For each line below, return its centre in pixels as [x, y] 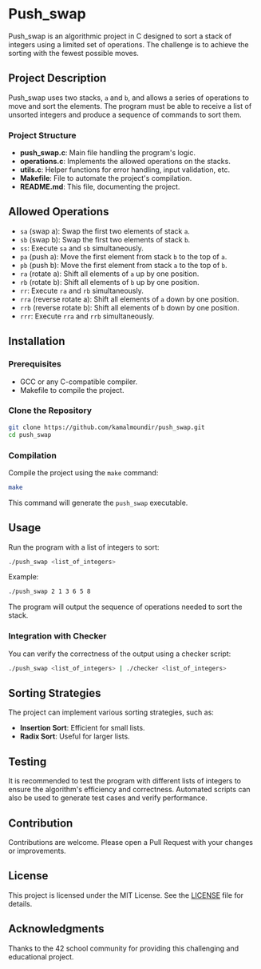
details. [20, 903]
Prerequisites [35, 364]
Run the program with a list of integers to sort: [84, 547]
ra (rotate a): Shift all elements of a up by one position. [109, 274]
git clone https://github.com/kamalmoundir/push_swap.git [107, 427]
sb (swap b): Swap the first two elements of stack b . [105, 239]
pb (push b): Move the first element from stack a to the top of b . [123, 265]
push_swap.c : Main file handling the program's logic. [108, 153]
